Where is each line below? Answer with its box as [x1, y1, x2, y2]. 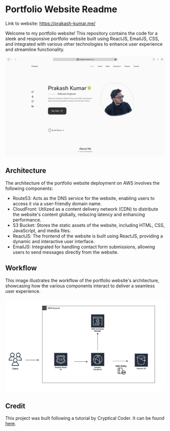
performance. [12, 217, 42, 223]
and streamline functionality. [5, 46, 65, 52]
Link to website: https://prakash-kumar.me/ [5, 20, 96, 26]
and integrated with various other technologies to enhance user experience [5, 41, 163, 47]
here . [5, 420, 16, 427]
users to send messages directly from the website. [12, 249, 119, 255]
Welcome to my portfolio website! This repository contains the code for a [5, 30, 158, 36]
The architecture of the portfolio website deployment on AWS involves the [5, 180, 160, 186]
